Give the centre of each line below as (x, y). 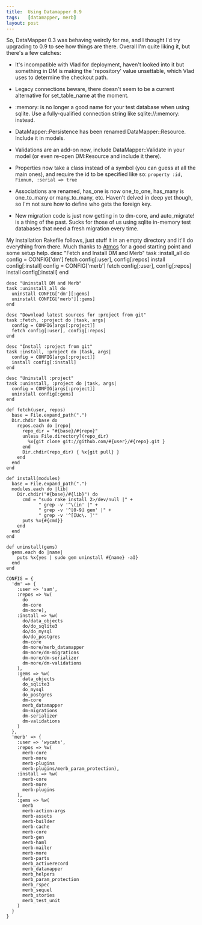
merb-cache (36, 827)
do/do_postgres (41, 637)
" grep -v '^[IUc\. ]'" (68, 516)
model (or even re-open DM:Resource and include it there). (88, 156)
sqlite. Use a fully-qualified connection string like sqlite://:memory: (97, 114)
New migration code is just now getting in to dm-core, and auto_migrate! (105, 216)
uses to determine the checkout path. (61, 77)
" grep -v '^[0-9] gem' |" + (75, 510)
